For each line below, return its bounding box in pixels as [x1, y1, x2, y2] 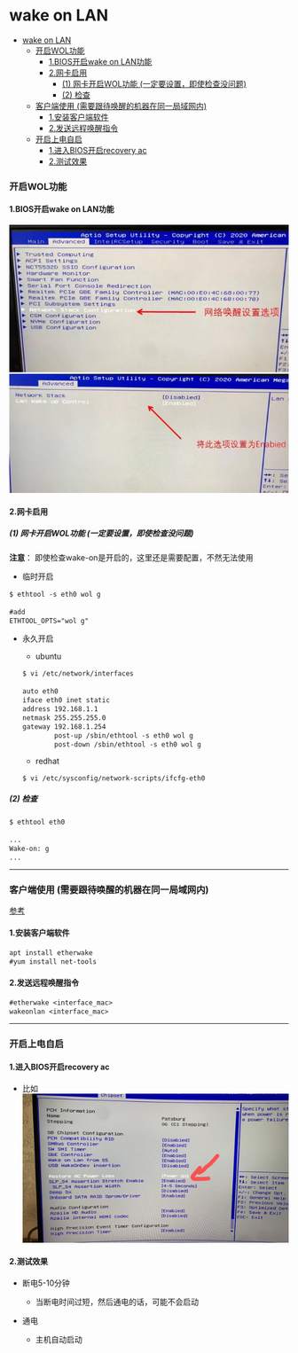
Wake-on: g [9, 844, 50, 853]
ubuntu [35, 651, 62, 661]
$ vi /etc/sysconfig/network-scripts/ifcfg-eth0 [21, 773, 206, 783]
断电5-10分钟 [21, 1278, 71, 1288]
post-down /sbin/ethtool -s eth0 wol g [54, 739, 201, 749]
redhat [35, 755, 60, 766]
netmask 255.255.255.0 [21, 713, 106, 723]
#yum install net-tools [9, 958, 98, 966]
